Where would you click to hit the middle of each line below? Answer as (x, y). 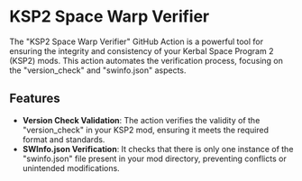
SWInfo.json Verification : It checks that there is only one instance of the (158, 149)
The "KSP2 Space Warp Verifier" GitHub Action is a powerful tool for (137, 41)
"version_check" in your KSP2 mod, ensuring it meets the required (145, 130)
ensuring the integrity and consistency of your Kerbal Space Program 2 (142, 50)
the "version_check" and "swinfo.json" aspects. (98, 70)
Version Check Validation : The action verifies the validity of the (141, 120)
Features (35, 99)
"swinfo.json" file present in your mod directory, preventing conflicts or (154, 158)
